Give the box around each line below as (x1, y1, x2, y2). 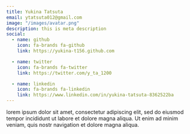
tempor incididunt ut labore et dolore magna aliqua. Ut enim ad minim (6, 115, 179, 122)
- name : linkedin (11, 81, 55, 87)
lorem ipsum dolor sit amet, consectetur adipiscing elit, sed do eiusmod (6, 109, 184, 115)
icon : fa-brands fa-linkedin (17, 87, 90, 93)
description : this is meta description (6, 25, 107, 32)
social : (6, 31, 26, 37)
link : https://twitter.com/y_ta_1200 (17, 70, 112, 76)
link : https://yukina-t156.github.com (17, 48, 115, 54)
